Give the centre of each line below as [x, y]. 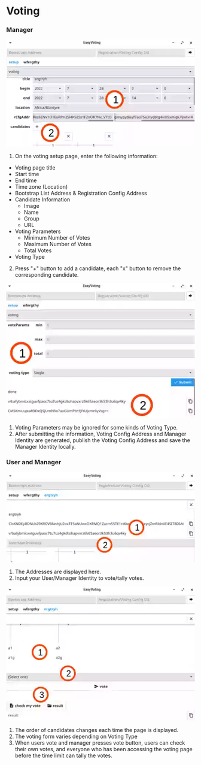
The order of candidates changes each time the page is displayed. [97, 730]
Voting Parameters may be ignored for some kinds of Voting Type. [96, 428]
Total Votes [38, 250]
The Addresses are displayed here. [58, 572]
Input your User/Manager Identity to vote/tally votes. [80, 578]
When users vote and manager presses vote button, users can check [100, 743]
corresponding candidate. [47, 274]
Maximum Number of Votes [57, 244]
